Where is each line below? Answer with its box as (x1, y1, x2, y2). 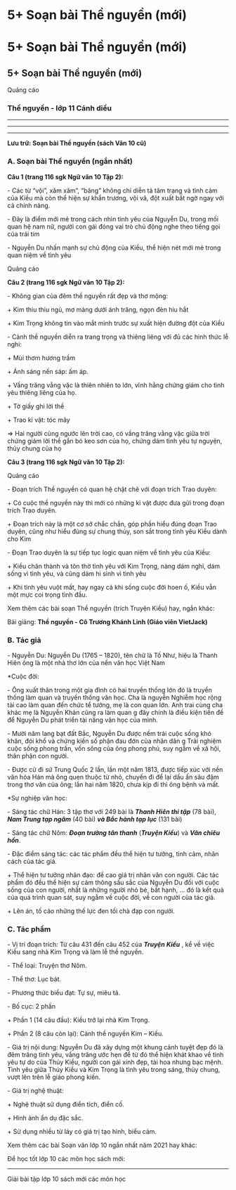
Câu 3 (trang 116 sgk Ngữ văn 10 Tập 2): (7, 458, 125, 466)
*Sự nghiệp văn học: (7, 794, 68, 803)
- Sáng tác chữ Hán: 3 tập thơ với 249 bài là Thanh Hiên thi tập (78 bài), (7, 808, 216, 816)
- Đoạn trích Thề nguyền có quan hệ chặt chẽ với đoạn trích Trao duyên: (7, 485, 217, 493)
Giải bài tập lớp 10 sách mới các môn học (7, 1175, 126, 1184)
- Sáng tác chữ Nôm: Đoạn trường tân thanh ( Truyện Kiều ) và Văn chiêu (7, 829, 221, 837)
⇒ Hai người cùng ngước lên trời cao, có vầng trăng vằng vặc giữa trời (7, 429, 210, 437)
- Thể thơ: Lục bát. (7, 975, 62, 983)
